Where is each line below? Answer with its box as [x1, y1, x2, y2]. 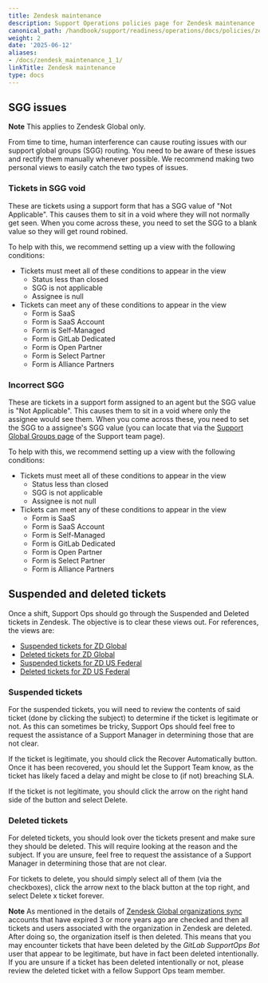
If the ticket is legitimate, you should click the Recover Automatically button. [8, 754, 258, 764]
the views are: [8, 625, 55, 635]
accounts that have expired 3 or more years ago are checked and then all [8, 915, 249, 925]
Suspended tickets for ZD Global [19, 641, 128, 651]
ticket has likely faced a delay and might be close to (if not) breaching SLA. [8, 771, 255, 781]
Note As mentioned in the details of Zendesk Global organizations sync [8, 906, 242, 916]
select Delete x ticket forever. [8, 891, 104, 901]
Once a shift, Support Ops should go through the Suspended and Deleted [8, 608, 250, 618]
